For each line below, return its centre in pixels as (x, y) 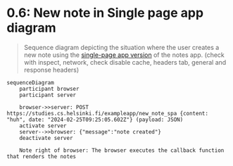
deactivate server (46, 138)
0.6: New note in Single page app (105, 13)
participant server (48, 95)
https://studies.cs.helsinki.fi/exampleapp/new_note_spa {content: (108, 113)
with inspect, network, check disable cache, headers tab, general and (125, 62)
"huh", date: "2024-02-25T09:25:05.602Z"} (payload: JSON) (95, 120)
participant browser (49, 89)
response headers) (51, 70)
